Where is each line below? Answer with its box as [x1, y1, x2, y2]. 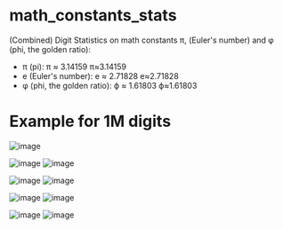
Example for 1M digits [9, 112, 172, 131]
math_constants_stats [9, 5, 177, 26]
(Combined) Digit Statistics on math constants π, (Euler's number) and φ [9, 35, 274, 45]
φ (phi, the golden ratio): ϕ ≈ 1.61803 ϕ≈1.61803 [21, 80, 198, 91]
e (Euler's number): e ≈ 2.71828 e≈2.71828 [21, 70, 180, 81]
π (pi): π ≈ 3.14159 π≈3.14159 [21, 61, 127, 72]
